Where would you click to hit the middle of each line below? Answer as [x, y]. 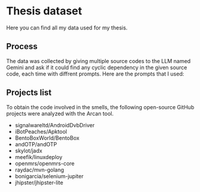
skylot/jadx [29, 151]
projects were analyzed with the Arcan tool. [60, 113]
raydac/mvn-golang [39, 170]
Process [22, 46]
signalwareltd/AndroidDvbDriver [55, 125]
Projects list [29, 93]
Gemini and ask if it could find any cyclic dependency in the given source [97, 67]
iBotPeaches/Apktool [41, 131]
